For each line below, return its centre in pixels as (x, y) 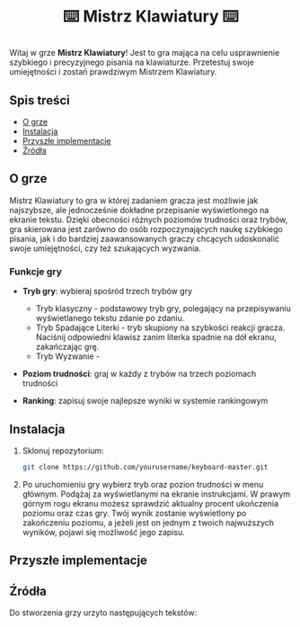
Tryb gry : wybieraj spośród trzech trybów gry (107, 291)
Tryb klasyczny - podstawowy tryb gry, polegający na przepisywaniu (163, 309)
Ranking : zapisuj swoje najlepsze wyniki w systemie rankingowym (145, 401)
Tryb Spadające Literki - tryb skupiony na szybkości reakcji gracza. (160, 327)
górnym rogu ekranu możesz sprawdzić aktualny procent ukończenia (150, 503)
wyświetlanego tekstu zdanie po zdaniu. (110, 318)
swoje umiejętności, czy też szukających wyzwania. (106, 248)
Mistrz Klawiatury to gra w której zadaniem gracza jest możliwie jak (134, 200)
